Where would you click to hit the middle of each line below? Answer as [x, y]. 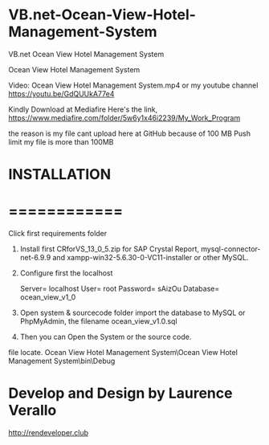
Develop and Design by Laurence [120, 393]
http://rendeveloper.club [49, 433]
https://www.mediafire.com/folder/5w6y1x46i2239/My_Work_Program [124, 117]
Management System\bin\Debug [62, 361]
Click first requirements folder [58, 234]
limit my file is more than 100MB [61, 141]
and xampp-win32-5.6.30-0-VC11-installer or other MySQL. [151, 258]
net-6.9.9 [35, 258]
